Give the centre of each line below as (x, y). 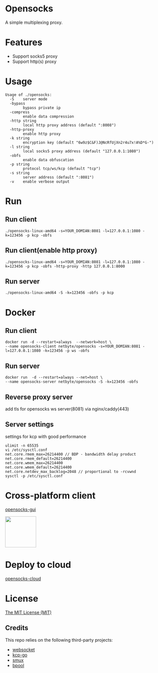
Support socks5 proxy (35, 56)
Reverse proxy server (39, 397)
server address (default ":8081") (58, 177)
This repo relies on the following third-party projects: (59, 640)
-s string (20, 173)
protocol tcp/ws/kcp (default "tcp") (62, 168)
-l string (20, 147)
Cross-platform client (50, 496)
